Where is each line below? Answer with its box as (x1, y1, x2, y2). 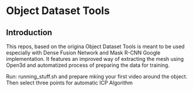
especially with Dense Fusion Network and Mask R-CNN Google (6, 49, 161, 56)
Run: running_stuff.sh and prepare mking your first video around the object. (6, 73, 188, 80)
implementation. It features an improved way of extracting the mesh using (6, 56, 184, 62)
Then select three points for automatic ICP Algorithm (6, 79, 133, 86)
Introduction (6, 28, 53, 38)
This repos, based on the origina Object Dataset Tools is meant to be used (6, 43, 185, 50)
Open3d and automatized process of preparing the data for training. (6, 62, 170, 69)
